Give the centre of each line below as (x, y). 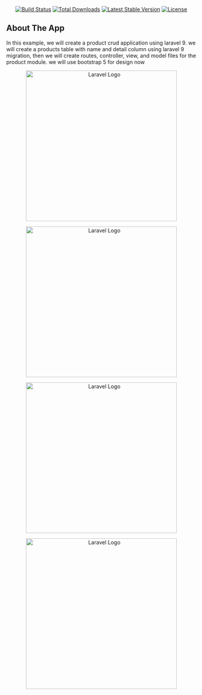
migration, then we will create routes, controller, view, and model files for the (101, 55)
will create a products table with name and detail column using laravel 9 (95, 49)
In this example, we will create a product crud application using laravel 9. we (101, 43)
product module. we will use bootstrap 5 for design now (76, 62)
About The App (36, 28)
